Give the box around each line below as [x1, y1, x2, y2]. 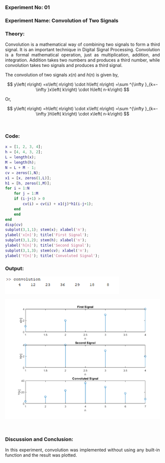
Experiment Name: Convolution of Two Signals [5, 17, 119, 24]
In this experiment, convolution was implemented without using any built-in [5, 447, 160, 453]
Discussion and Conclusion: [5, 436, 74, 443]
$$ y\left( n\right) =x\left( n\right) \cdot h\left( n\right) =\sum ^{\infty [7, 82, 144, 87]
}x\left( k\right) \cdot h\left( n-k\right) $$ [47, 87, 130, 92]
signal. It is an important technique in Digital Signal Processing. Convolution [5, 47, 160, 53]
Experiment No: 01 [5, 4, 50, 11]
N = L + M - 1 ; [5, 165, 36, 170]
